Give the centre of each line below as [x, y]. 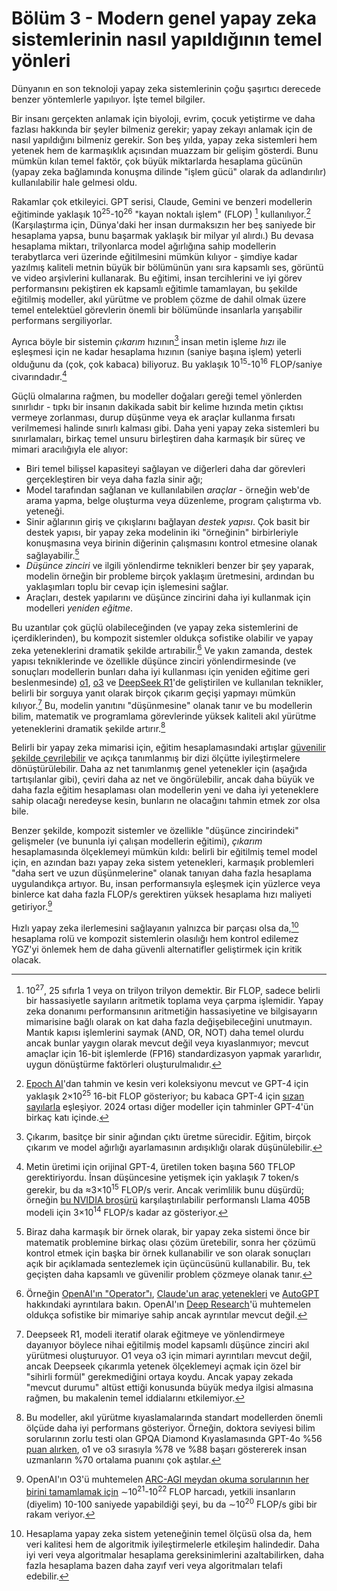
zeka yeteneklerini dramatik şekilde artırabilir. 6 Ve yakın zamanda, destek [162, 649]
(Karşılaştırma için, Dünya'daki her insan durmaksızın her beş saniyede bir [163, 224]
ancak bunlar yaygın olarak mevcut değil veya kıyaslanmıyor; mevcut [167, 1043]
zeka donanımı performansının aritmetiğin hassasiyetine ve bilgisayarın [171, 1011]
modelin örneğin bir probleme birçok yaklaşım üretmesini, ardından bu [170, 576]
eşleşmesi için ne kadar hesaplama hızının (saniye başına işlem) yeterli [156, 352]
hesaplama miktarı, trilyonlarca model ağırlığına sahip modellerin [144, 246]
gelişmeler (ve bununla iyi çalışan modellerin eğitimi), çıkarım [137, 841]
